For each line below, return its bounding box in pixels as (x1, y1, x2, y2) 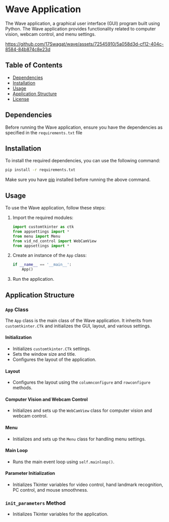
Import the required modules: (12, 214, 74, 221)
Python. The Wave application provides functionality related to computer (5, 25, 156, 31)
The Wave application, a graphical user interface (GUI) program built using (5, 20, 160, 26)
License (12, 96, 29, 102)
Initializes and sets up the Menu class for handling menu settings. (12, 436, 146, 442)
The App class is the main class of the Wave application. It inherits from (5, 317, 152, 323)
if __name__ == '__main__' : (12, 262, 72, 267)
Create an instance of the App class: (12, 252, 87, 258)
